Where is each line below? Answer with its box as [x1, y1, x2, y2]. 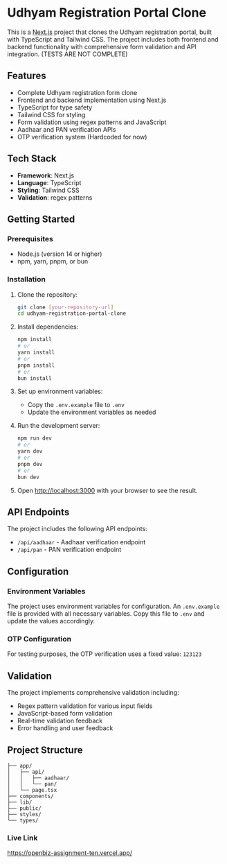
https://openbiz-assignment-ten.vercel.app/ [7, 849, 133, 857]
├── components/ [7, 793, 54, 800]
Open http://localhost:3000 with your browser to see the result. [17, 486, 199, 494]
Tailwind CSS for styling [17, 110, 86, 119]
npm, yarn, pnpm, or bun [17, 257, 89, 266]
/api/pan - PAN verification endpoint [17, 546, 122, 554]
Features [7, 70, 46, 82]
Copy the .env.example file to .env [27, 401, 125, 409]
